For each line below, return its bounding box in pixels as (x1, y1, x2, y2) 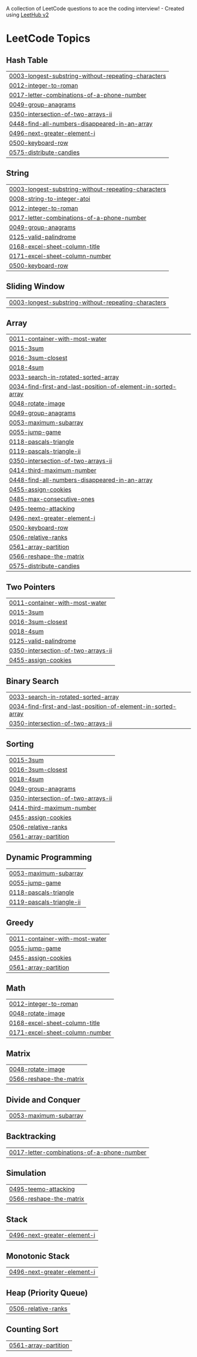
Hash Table (6, 55, 48, 65)
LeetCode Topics (6, 32, 91, 45)
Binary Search (6, 676, 59, 686)
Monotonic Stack (6, 1251, 70, 1261)
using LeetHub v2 (6, 11, 49, 18)
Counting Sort (6, 1325, 59, 1335)
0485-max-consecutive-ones (9, 495, 95, 504)
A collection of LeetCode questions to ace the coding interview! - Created (6, 5, 185, 12)
